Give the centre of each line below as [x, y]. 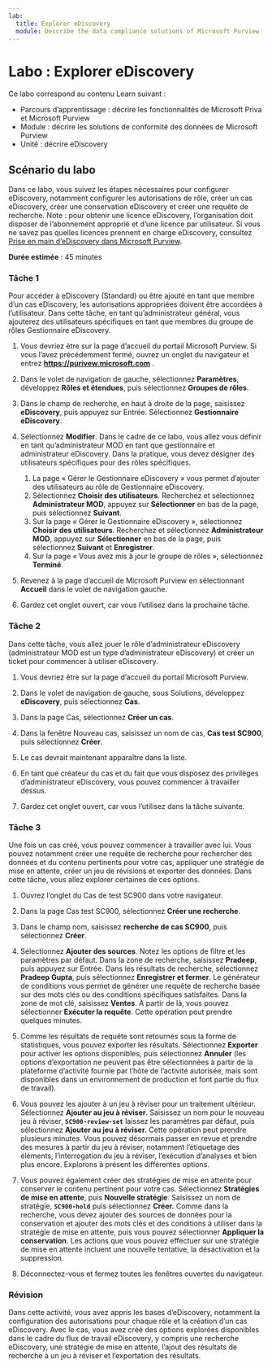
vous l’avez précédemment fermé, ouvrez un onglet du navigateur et [134, 355]
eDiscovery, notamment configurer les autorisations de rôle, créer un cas [131, 198]
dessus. [33, 790]
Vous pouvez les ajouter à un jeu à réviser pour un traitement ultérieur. [138, 1104]
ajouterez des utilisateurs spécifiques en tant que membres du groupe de [131, 321]
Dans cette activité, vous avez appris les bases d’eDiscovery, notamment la [134, 1313]
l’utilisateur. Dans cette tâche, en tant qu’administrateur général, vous [124, 313]
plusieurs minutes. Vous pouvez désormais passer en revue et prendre [138, 1139]
